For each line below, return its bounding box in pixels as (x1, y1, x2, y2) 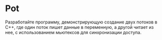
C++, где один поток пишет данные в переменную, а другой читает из (5, 24, 154, 30)
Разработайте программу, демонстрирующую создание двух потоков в (5, 19, 158, 25)
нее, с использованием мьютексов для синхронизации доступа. (5, 29, 142, 35)
